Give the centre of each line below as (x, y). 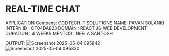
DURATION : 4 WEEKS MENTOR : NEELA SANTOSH (59, 33)
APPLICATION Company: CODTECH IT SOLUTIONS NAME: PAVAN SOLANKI (85, 23)
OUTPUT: (15, 43)
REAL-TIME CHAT (43, 9)
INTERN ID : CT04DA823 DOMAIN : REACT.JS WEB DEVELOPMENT (76, 28)
